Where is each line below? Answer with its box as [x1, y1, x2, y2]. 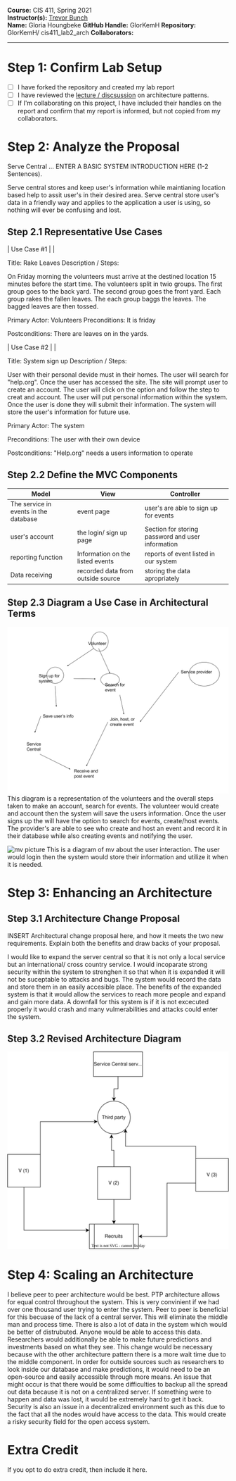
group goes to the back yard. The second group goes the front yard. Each [7, 287, 221, 295]
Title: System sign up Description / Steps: [7, 356, 128, 365]
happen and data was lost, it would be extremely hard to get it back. [7, 1395, 204, 1404]
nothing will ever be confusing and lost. [7, 206, 122, 214]
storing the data [144, 567, 191, 575]
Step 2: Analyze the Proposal [7, 139, 181, 155]
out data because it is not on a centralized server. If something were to [7, 1387, 212, 1396]
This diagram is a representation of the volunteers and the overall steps [7, 794, 214, 802]
